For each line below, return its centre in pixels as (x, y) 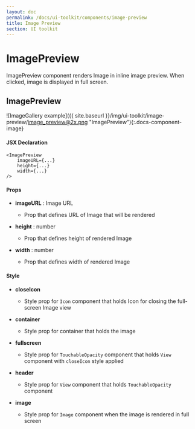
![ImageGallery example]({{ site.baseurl (55, 115)
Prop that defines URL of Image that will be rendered (89, 215)
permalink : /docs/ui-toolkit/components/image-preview (77, 18)
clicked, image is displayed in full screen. (57, 82)
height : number (35, 227)
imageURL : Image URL (44, 203)
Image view (57, 307)
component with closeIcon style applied (74, 361)
